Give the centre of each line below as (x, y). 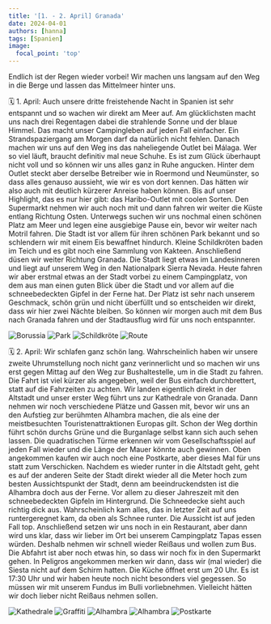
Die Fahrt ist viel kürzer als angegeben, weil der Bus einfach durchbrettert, (132, 380)
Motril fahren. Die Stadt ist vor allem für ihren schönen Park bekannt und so (134, 233)
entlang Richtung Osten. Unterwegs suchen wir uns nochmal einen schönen (135, 216)
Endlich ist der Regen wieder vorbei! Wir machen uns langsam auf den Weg (134, 77)
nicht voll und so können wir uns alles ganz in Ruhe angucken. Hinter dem (131, 165)
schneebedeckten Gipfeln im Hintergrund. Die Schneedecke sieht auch (127, 501)
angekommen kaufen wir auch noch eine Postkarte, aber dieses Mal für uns (134, 458)
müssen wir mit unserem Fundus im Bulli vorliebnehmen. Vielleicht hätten (130, 587)
